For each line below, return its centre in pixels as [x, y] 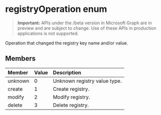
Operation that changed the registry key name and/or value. [67, 43]
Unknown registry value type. [87, 81]
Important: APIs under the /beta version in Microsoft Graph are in [84, 23]
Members [20, 59]
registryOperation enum [56, 9]
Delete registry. [71, 105]
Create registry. [71, 89]
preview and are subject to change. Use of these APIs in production [87, 28]
